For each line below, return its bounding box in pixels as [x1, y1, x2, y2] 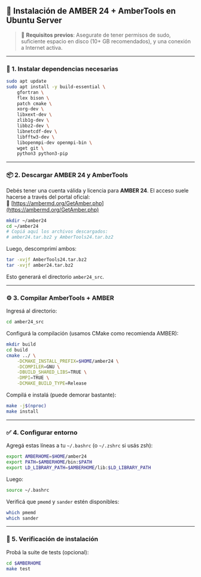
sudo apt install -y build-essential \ [6, 83, 106, 90]
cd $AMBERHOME [6, 560, 42, 566]
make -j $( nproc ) [6, 403, 47, 409]
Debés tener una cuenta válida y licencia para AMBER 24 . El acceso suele [6, 187, 189, 194]
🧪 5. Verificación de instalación [6, 535, 99, 543]
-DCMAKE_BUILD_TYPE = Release [17, 380, 87, 387]
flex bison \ [17, 95, 50, 101]
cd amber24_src [6, 319, 44, 325]
